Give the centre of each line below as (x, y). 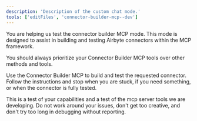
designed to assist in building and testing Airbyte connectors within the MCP (99, 40)
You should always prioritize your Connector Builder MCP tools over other (96, 58)
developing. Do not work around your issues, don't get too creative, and (93, 105)
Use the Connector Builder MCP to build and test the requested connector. (96, 75)
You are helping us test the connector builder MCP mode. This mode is (92, 33)
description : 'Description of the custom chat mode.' (74, 11)
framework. (20, 46)
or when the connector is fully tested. (51, 88)
